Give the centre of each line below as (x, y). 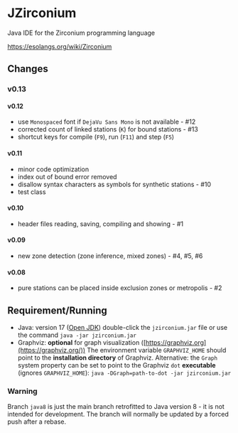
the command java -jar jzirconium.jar (77, 335)
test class (32, 192)
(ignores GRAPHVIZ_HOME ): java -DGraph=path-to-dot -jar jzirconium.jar (124, 373)
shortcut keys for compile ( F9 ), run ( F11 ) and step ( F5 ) (96, 137)
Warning (22, 391)
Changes (28, 69)
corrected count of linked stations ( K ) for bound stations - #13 (108, 129)
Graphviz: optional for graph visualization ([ (82, 343)
